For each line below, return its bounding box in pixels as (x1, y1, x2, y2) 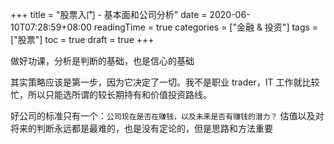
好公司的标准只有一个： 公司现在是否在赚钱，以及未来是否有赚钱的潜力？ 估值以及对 (10, 110, 325, 122)
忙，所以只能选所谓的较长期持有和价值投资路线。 (10, 89, 212, 100)
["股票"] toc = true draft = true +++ (10, 34, 155, 45)
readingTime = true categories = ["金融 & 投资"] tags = (93, 21, 319, 33)
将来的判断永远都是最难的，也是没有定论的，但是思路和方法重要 (10, 123, 273, 134)
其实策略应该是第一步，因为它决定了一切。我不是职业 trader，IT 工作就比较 (10, 76, 320, 88)
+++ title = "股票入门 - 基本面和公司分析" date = (10, 9, 208, 20)
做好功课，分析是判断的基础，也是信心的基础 (10, 55, 195, 67)
